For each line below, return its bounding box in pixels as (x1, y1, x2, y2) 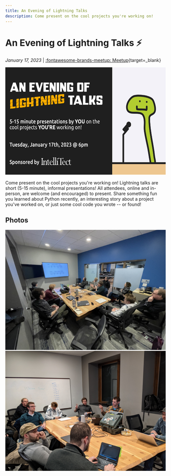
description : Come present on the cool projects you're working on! (5, 13, 154, 19)
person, (5, 191, 22, 197)
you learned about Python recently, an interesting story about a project (5, 196, 154, 202)
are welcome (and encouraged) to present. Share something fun (22, 191, 158, 197)
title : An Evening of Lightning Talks (5, 8, 88, 13)
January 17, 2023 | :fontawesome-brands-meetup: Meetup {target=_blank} (5, 57, 161, 64)
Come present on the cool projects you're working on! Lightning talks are (5, 179, 159, 185)
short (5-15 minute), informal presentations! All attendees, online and (5, 185, 149, 191)
